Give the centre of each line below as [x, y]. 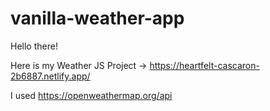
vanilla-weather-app [97, 18]
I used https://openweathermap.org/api [91, 95]
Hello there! [34, 46]
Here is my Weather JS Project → [79, 65]
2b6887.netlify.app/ [50, 76]
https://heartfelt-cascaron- [204, 65]
